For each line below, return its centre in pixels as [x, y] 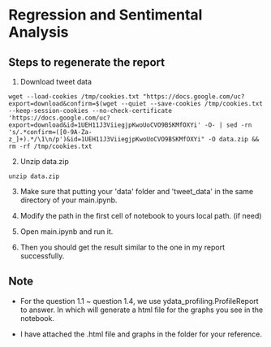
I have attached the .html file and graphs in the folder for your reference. [141, 334]
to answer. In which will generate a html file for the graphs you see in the [142, 310]
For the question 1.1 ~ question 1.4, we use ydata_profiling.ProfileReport [139, 301]
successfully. [42, 256]
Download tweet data [56, 82]
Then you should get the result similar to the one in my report [123, 247]
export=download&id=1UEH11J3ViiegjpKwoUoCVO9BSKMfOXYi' [105, 125]
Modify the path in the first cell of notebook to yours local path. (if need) [141, 216]
